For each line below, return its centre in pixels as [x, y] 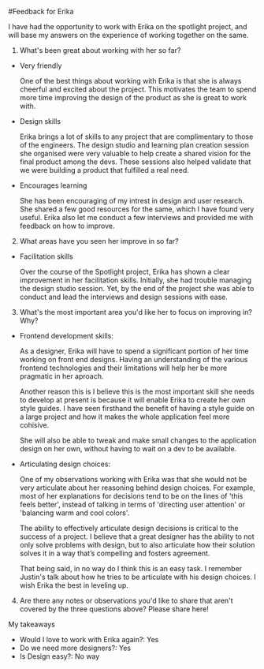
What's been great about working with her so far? [100, 50]
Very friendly [41, 65]
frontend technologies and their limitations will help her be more [123, 368]
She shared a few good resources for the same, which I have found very [137, 209]
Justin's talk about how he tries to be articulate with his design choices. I [138, 577]
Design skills [40, 121]
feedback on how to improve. [67, 226]
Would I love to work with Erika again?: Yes [89, 639]
